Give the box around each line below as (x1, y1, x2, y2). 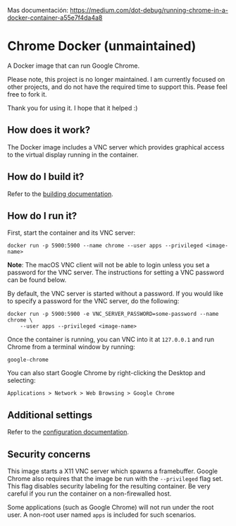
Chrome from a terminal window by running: (7, 343, 135, 351)
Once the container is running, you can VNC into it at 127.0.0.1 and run (7, 335, 215, 344)
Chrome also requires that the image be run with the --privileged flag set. (7, 475, 223, 482)
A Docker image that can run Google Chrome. (7, 61, 139, 70)
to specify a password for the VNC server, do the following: (7, 297, 180, 305)
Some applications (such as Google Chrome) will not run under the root (7, 503, 214, 511)
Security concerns (7, 448, 91, 460)
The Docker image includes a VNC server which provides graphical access (7, 142, 225, 151)
